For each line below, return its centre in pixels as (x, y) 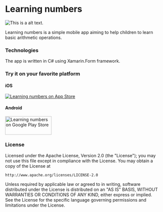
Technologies (22, 50)
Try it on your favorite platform (43, 74)
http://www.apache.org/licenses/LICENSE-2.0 (52, 175)
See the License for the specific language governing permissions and (76, 200)
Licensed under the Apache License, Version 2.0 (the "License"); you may (81, 155)
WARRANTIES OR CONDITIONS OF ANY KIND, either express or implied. (79, 194)
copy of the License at (28, 166)
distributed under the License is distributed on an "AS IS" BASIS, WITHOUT (81, 189)
